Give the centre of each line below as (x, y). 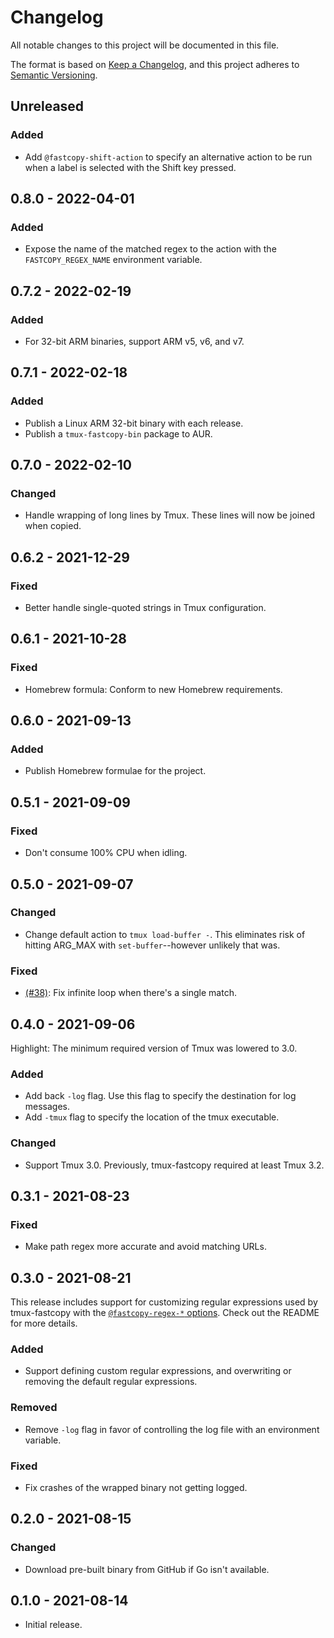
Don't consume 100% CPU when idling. (106, 853)
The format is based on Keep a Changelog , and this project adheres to (155, 64)
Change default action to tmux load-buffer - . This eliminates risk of (165, 934)
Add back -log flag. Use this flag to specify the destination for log (160, 1096)
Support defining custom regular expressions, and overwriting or (158, 1371)
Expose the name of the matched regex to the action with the (150, 249)
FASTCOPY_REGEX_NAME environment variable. (113, 260)
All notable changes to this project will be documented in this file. (145, 45)
